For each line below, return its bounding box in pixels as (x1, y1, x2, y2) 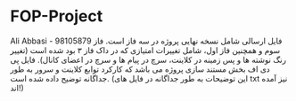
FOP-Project (10, 6, 103, 27)
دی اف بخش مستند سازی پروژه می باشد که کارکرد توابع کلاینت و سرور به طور (10, 64, 270, 74)
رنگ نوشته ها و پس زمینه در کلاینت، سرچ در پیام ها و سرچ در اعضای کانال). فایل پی (10, 54, 286, 65)
